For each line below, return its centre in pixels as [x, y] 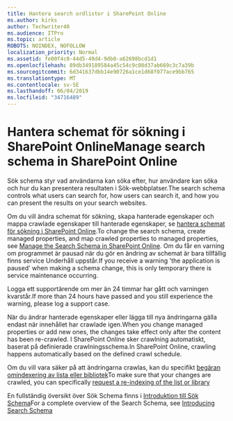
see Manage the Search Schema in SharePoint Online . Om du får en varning [116, 246]
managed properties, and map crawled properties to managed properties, [113, 238]
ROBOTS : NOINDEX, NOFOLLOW [46, 46]
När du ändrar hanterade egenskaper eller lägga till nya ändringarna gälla [112, 317]
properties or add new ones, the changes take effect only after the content [114, 331]
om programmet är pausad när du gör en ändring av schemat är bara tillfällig [117, 253]
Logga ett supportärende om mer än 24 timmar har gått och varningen [108, 288]
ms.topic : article [34, 40]
